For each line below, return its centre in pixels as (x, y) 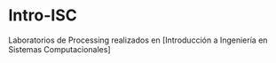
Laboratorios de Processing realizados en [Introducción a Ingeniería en (138, 40)
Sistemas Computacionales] (60, 49)
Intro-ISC (43, 16)
